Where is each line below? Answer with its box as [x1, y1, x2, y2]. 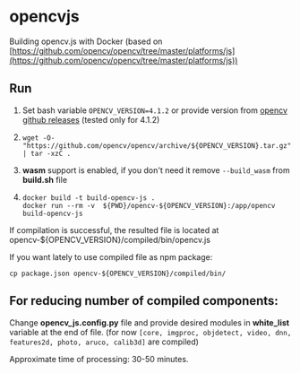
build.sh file [21, 174, 68, 185]
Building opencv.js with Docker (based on [9, 36, 163, 47]
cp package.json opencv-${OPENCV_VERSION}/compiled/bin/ [9, 269, 227, 278]
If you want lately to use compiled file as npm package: [9, 251, 213, 262]
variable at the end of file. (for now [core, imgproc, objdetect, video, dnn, [9, 326, 292, 337]
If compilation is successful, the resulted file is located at [9, 224, 219, 235]
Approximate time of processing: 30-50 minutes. [9, 353, 189, 364]
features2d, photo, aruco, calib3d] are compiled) [9, 336, 200, 347]
